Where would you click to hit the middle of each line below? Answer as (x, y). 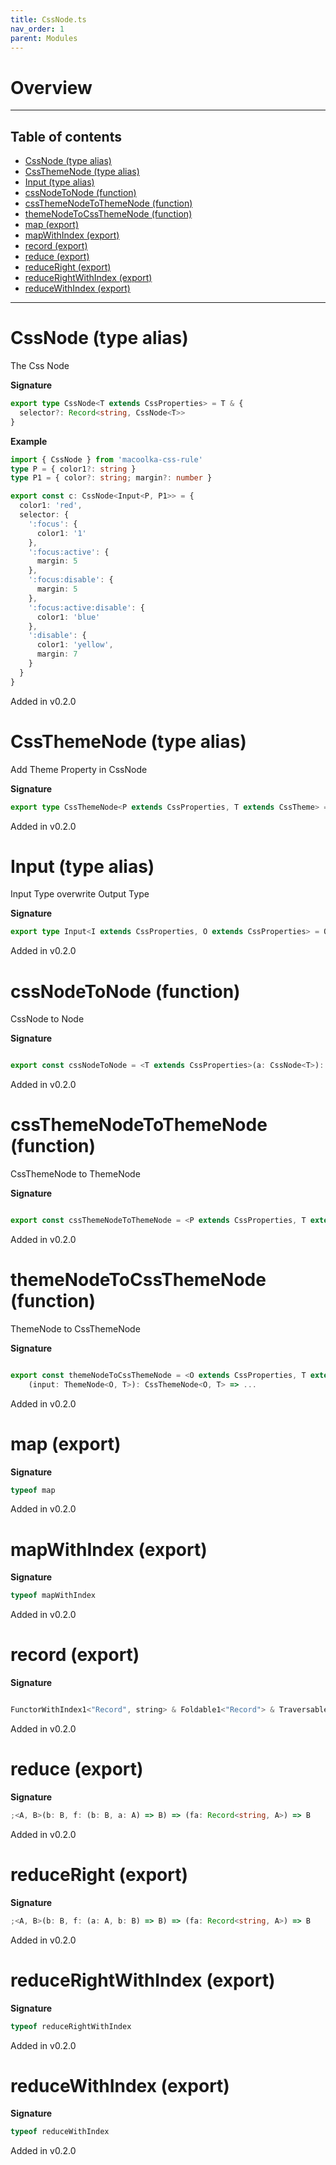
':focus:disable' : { (71, 580)
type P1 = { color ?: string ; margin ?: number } (111, 478)
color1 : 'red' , (51, 506)
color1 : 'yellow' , (75, 645)
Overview (51, 87)
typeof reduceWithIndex (60, 2132)
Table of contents (66, 136)
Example (29, 441)
